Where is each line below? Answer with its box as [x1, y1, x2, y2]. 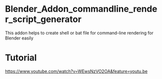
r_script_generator [5, 14, 81, 25]
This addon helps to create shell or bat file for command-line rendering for [5, 30, 154, 36]
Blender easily [5, 35, 34, 41]
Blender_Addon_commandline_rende [5, 3, 158, 15]
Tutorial [5, 52, 37, 63]
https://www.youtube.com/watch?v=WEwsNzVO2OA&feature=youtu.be [5, 68, 148, 74]
